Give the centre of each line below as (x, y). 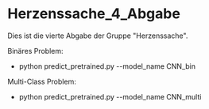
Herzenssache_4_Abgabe (94, 14)
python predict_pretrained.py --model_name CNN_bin (107, 66)
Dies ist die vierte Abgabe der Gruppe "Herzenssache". (98, 36)
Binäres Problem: (36, 51)
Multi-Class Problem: (42, 81)
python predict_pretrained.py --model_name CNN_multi (110, 96)
